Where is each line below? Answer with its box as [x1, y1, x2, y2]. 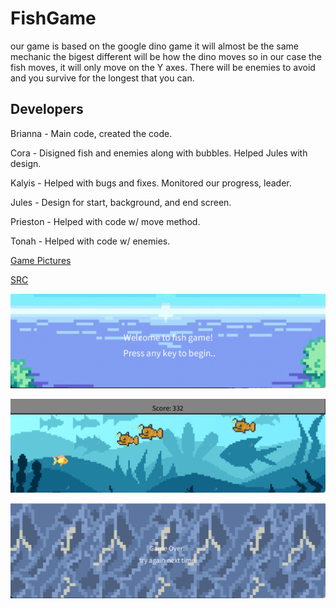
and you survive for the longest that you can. [10, 72, 195, 84]
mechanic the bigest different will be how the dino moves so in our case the [10, 50, 323, 62]
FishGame [10, 7, 97, 30]
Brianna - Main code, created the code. [10, 127, 173, 139]
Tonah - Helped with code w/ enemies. [10, 235, 171, 247]
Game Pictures [10, 254, 72, 266]
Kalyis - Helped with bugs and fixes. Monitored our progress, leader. [10, 177, 292, 189]
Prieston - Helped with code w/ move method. [10, 215, 201, 227]
